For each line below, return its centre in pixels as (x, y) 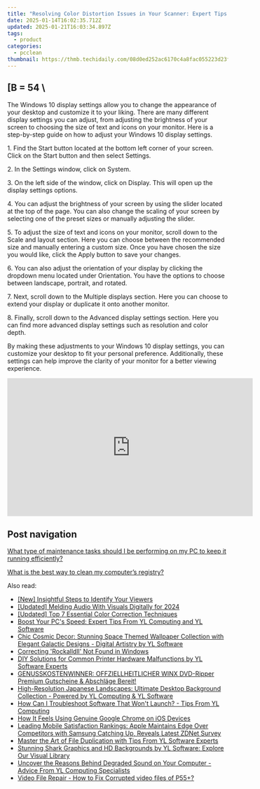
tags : (15, 33)
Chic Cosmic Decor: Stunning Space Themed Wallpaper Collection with (121, 637)
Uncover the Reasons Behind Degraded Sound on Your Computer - (114, 763)
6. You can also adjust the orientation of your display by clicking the (105, 268)
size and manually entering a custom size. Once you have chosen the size (114, 247)
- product (28, 40)
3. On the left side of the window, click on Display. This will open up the (110, 182)
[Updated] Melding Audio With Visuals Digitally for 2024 (98, 607)
